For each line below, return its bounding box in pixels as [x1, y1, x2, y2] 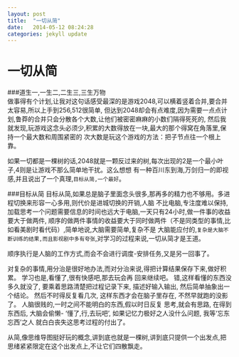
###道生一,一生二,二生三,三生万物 [7, 88, 106, 97]
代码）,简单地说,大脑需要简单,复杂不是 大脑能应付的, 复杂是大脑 [44, 225, 224, 234]
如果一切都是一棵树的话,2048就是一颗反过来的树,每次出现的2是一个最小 [7, 157, 218, 165]
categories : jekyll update [7, 30, 87, 38]
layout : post [7, 10, 46, 18]
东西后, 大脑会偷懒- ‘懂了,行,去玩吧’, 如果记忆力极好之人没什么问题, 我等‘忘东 [7, 309, 230, 318]
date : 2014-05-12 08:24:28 [7, 24, 94, 31]
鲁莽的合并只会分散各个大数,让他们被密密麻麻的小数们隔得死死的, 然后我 [15, 115, 227, 123]
